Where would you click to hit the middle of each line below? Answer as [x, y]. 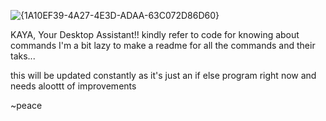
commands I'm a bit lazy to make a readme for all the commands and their [163, 45]
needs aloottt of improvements [73, 86]
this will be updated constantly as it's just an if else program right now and [163, 75]
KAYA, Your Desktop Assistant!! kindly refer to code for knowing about [155, 34]
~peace [26, 105]
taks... [23, 56]
